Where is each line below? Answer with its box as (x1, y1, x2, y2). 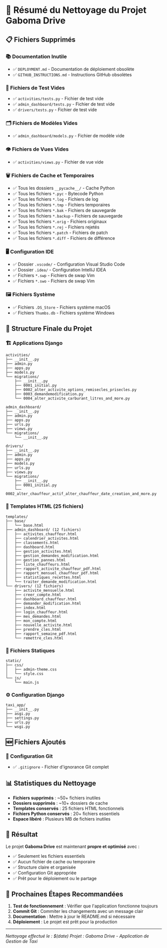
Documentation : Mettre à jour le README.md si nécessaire (12, 914, 136, 920)
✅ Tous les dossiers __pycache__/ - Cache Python (12, 185, 115, 191)
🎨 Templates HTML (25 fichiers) (5, 503, 84, 510)
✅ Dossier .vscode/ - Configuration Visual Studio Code (12, 261, 125, 267)
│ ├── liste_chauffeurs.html (5, 562, 70, 567)
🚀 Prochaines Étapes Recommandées (5, 890, 123, 898)
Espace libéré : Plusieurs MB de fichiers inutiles (12, 816, 111, 822)
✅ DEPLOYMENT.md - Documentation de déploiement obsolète (12, 66, 134, 72)
